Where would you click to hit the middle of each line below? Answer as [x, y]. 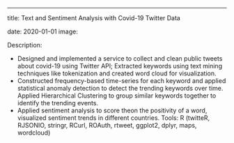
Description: [25, 45]
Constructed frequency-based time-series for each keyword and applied [122, 81]
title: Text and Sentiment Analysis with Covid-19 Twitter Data [94, 18]
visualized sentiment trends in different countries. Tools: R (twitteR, [114, 118]
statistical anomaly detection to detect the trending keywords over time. [120, 88]
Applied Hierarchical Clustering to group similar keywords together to [117, 96]
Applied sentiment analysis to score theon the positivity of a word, [112, 110]
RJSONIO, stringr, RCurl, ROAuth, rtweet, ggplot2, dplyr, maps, [107, 125]
